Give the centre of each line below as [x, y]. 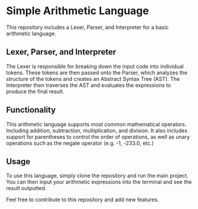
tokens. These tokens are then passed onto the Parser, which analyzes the [97, 73]
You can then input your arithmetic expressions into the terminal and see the [99, 182]
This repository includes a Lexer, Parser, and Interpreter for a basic [87, 27]
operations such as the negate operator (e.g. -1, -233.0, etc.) [80, 143]
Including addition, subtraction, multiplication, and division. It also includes [97, 130]
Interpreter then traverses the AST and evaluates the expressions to [89, 85]
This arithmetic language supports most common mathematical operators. [96, 124]
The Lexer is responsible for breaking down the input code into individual [95, 66]
